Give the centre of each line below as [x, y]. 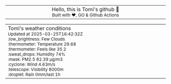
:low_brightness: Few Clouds [36, 39]
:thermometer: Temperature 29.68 [42, 44]
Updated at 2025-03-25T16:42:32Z [45, 34]
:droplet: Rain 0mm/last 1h [34, 75]
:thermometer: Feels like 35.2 [37, 49]
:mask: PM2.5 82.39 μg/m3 [35, 59]
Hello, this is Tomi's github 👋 [85, 9]
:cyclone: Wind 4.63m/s [32, 65]
